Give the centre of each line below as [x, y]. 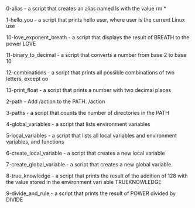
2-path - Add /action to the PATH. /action [56, 101]
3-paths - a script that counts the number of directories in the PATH [88, 113]
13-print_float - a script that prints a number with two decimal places [89, 90]
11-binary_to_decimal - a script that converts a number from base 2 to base [96, 55]
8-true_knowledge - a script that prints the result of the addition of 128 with [97, 176]
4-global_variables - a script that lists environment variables [78, 124]
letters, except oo [27, 79]
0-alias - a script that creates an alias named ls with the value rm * [86, 8]
